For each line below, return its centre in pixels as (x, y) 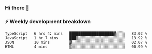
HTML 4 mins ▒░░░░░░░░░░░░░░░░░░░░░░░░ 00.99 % (76, 47)
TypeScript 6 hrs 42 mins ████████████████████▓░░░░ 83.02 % (76, 34)
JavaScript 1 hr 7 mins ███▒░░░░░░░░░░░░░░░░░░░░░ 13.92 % (76, 38)
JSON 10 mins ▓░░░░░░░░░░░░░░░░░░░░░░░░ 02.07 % (76, 42)
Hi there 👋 (17, 8)
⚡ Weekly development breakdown (48, 21)
